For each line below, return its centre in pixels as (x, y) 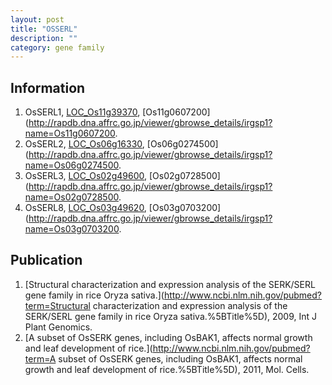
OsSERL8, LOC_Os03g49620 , (85, 208)
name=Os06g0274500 (71, 165)
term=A (40, 358)
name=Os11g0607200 (70, 133)
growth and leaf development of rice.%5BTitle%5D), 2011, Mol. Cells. (167, 369)
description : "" (44, 38)
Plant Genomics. (58, 327)
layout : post (37, 19)
